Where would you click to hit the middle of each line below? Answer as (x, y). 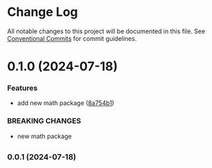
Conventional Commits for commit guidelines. (72, 38)
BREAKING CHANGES (44, 121)
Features (22, 88)
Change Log (42, 12)
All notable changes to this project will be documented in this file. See (106, 31)
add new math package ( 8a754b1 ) (66, 103)
